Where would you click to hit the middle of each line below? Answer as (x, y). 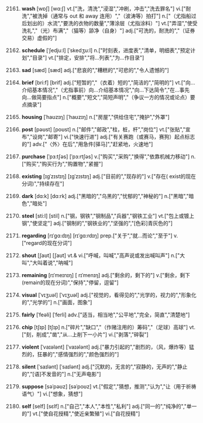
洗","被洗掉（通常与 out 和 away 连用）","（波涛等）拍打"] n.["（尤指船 (106, 16)
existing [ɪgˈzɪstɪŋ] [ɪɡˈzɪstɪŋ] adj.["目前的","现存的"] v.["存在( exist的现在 (109, 176)
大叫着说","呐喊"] (53, 263)
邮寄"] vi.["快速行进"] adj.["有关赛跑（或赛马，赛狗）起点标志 (121, 137)
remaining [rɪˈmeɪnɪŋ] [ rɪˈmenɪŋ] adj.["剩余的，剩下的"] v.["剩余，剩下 (106, 275)
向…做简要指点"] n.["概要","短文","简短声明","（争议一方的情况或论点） (106, 97)
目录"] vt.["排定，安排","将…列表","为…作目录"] (88, 58)
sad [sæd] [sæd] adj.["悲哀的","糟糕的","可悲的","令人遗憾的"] (95, 70)
